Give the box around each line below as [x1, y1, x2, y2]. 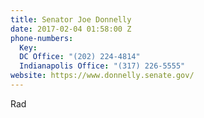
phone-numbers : [10, 33, 74, 43]
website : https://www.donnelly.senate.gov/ [10, 71, 195, 81]
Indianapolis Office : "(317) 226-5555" [19, 61, 186, 71]
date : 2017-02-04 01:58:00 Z [10, 24, 132, 34]
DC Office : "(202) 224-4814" [19, 52, 141, 62]
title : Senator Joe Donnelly [10, 14, 132, 25]
